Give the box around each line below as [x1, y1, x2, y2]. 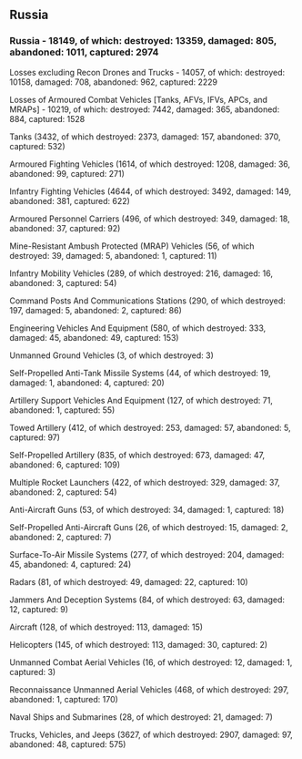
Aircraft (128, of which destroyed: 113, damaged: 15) [9, 621, 203, 632]
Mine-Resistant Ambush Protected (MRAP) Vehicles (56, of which [9, 241, 255, 251]
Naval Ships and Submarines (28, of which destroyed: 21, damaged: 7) [9, 711, 273, 723]
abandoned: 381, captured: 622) [9, 195, 130, 206]
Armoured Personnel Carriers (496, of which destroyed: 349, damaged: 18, [9, 213, 290, 224]
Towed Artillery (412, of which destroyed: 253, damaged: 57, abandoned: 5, [9, 422, 291, 433]
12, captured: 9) [9, 603, 69, 614]
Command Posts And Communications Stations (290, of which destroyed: [9, 295, 287, 306]
